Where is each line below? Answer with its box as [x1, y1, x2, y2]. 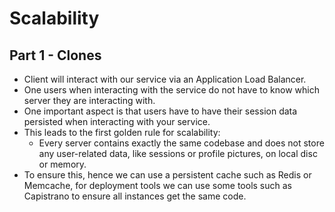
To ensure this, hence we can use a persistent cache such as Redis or [23, 169, 312, 181]
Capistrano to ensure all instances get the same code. [23, 190, 247, 202]
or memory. [38, 158, 87, 170]
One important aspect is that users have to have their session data [23, 105, 298, 117]
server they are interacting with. [23, 95, 156, 106]
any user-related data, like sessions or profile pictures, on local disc [38, 148, 318, 159]
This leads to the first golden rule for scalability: [23, 127, 221, 138]
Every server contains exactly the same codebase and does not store [38, 137, 325, 149]
